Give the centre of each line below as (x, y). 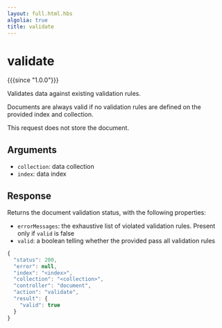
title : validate (31, 26)
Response (29, 196)
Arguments (32, 150)
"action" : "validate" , (46, 293)
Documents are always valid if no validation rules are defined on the (104, 107)
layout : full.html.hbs (40, 14)
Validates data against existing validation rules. (74, 94)
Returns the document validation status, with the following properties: (107, 212)
